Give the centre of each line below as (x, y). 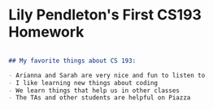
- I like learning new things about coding (83, 82)
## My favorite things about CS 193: (72, 61)
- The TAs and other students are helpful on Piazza (100, 98)
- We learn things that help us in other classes (94, 91)
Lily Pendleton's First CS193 (105, 15)
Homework (46, 32)
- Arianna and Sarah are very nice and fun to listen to (107, 75)
